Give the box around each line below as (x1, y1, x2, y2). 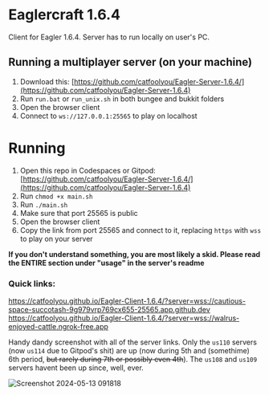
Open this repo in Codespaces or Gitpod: (19, 165, 157, 175)
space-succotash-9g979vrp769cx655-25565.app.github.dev (8, 304, 210, 314)
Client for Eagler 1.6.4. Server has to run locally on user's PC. (8, 32, 210, 42)
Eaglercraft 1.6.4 (8, 6, 120, 24)
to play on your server (19, 234, 94, 243)
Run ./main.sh (19, 199, 68, 210)
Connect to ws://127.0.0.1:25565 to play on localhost (19, 111, 198, 120)
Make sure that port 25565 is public (19, 208, 138, 218)
